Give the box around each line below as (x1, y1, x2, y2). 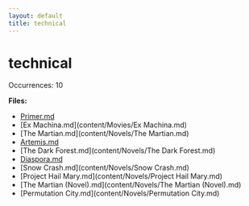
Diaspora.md (19, 154, 63, 164)
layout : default (8, 11, 63, 20)
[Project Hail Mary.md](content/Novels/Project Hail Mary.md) (19, 171, 223, 181)
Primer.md (19, 112, 55, 122)
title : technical (8, 19, 67, 27)
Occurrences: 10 (8, 80, 63, 90)
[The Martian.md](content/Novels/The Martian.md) (19, 129, 189, 138)
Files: (8, 96, 27, 105)
